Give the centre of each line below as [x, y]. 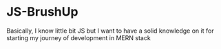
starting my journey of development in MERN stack [78, 37]
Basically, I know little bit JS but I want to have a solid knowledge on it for [110, 31]
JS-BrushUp [42, 12]
